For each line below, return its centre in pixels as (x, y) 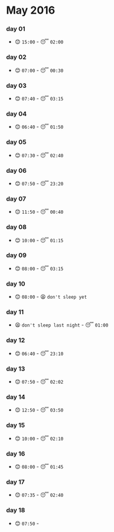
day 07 (16, 198)
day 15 (16, 425)
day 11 (15, 312)
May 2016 (31, 10)
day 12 (16, 340)
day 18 (16, 510)
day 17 (15, 482)
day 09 (16, 255)
